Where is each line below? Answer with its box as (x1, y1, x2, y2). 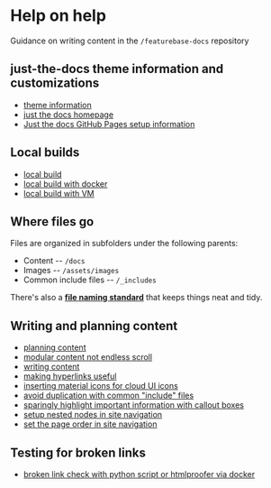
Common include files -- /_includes (23, 274, 157, 285)
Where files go (10, 214, 95, 229)
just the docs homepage (23, 109, 114, 120)
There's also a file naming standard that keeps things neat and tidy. (10, 292, 263, 303)
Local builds (10, 145, 80, 161)
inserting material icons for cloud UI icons (23, 381, 178, 391)
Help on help (10, 5, 107, 26)
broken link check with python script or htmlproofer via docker (23, 469, 256, 479)
